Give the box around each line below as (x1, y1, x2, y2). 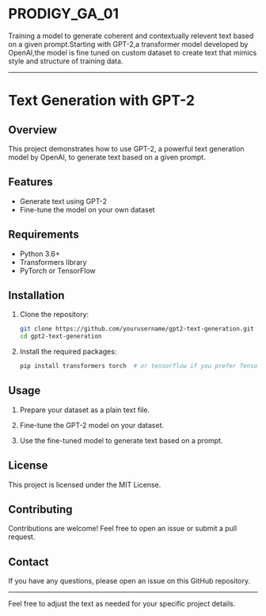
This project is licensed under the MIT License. (8, 480, 161, 489)
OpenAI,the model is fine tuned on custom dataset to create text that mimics (8, 48, 257, 57)
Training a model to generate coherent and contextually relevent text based (8, 31, 254, 40)
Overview (8, 123, 58, 136)
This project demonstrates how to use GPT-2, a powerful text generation (8, 143, 245, 153)
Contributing (8, 503, 73, 516)
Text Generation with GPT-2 (8, 92, 196, 109)
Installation (8, 289, 65, 302)
